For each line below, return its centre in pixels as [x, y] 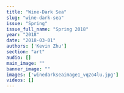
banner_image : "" [28, 69]
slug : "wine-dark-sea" [35, 18]
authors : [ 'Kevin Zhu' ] [37, 46]
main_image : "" [26, 63]
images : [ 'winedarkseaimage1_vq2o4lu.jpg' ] [63, 75]
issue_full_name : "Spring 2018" [47, 29]
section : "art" [26, 52]
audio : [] [19, 58]
